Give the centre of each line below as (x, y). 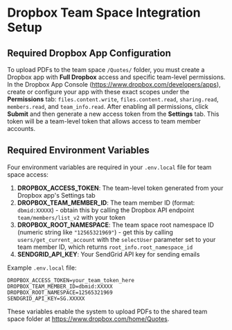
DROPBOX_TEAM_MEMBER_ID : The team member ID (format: (106, 202)
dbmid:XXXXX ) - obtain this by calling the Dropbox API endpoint (106, 210)
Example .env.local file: (42, 268)
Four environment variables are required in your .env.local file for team (109, 167)
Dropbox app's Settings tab (56, 195)
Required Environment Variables (79, 150)
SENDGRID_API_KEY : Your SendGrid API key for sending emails (108, 254)
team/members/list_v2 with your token (71, 217)
